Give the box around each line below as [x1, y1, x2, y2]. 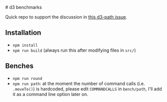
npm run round [12, 76, 42, 81]
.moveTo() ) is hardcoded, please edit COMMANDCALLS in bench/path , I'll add [12, 85, 162, 92]
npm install [12, 43, 38, 48]
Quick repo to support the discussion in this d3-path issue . [5, 14, 128, 20]
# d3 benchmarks [5, 5, 42, 10]
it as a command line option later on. [12, 91, 88, 97]
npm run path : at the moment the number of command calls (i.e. [12, 80, 145, 86]
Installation [5, 29, 41, 37]
